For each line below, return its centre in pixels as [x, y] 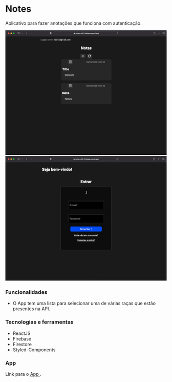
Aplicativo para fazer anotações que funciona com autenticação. [73, 23]
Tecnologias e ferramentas [39, 322]
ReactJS [21, 333]
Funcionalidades [26, 292]
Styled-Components [34, 350]
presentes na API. [31, 309]
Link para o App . [23, 374]
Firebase [22, 338]
